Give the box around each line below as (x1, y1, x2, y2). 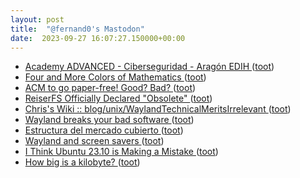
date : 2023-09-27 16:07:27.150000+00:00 (10, 33, 186, 43)
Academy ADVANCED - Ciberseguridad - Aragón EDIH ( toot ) (24, 61, 275, 73)
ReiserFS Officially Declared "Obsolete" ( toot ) (24, 92, 213, 105)
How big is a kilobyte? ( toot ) (24, 156, 141, 168)
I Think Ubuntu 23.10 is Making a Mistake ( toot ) (24, 146, 219, 158)
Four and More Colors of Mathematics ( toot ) (24, 71, 207, 83)
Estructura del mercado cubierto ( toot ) (24, 124, 184, 136)
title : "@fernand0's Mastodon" (10, 24, 145, 34)
